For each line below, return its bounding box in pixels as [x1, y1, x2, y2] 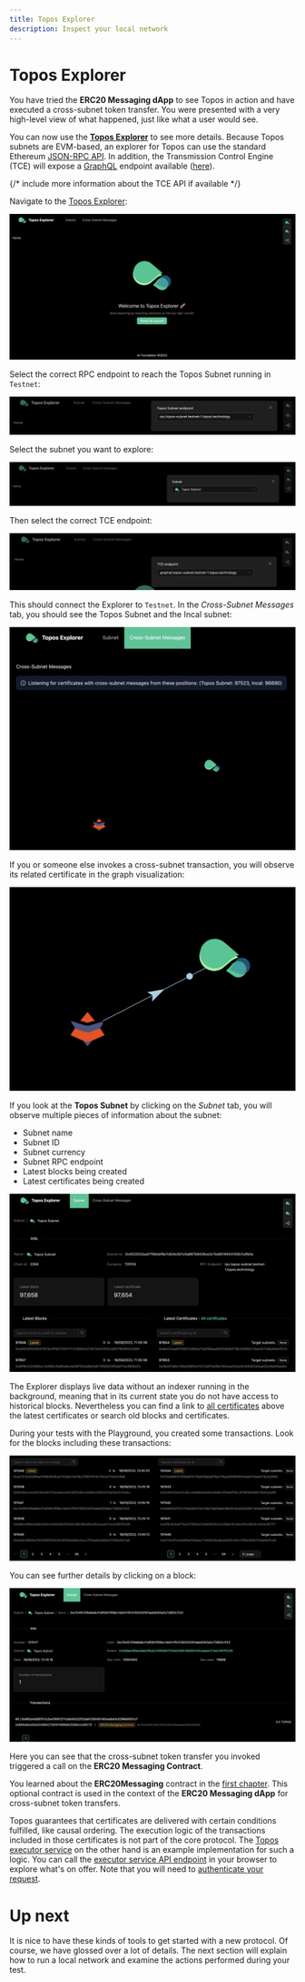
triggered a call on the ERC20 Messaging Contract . [9, 1761, 203, 1772]
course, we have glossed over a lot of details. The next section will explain [9, 1945, 288, 1957]
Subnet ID [22, 1136, 61, 1147]
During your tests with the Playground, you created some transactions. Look [9, 1428, 294, 1438]
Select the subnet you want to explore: [9, 444, 154, 455]
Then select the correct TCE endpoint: [9, 514, 152, 525]
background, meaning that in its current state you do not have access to [9, 1390, 279, 1401]
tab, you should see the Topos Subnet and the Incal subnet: [9, 608, 232, 619]
